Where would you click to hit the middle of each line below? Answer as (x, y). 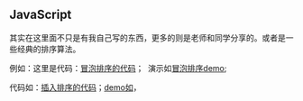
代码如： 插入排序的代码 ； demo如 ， (75, 87)
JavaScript (41, 15)
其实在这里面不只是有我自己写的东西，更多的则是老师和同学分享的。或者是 (147, 37)
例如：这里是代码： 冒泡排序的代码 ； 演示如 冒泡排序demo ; (118, 68)
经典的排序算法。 (49, 49)
